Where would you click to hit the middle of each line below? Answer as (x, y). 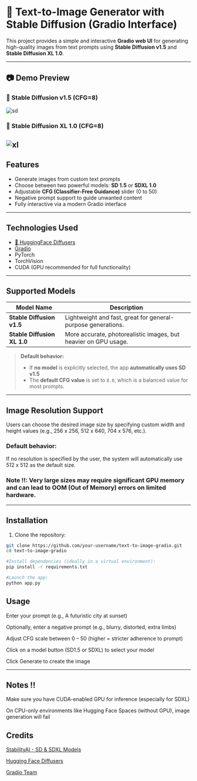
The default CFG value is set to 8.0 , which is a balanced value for (108, 380)
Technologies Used (42, 228)
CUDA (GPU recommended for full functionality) (72, 267)
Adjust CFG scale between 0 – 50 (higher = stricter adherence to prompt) (95, 638)
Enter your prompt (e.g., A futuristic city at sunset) (67, 615)
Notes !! (21, 685)
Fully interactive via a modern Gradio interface (71, 204)
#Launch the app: (27, 578)
